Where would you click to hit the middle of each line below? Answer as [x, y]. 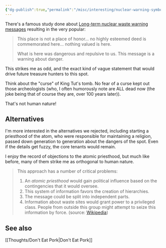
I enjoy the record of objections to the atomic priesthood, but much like [77, 156]
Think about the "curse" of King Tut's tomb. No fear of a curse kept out [77, 83]
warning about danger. [40, 59]
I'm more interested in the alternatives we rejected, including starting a [77, 131]
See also [19, 228]
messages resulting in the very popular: [45, 29]
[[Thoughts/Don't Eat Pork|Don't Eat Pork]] [49, 240]
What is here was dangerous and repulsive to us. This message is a [86, 54]
